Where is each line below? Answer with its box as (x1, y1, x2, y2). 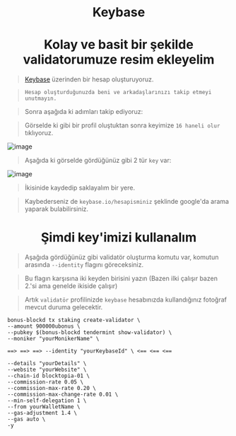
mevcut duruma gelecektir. (24, 303, 103, 311)
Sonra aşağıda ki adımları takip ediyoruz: (24, 108, 143, 116)
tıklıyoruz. (24, 129, 54, 137)
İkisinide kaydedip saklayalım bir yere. (24, 183, 136, 192)
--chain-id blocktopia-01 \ (7, 372, 90, 379)
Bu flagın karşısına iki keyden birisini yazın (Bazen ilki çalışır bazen (24, 274, 218, 283)
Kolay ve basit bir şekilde (43, 37, 194, 53)
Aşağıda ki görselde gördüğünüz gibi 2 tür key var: (24, 156, 172, 165)
